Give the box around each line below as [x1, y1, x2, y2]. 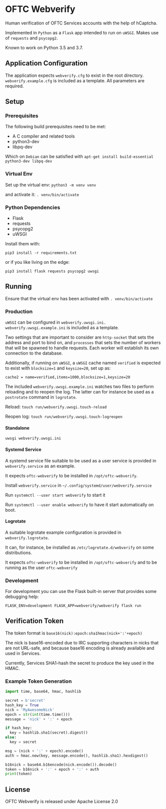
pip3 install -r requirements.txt [5, 250, 77, 255]
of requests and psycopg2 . [5, 35, 58, 41]
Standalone [5, 425, 30, 431]
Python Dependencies [5, 203, 61, 210]
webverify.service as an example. [5, 463, 76, 469]
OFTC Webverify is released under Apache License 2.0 [5, 799, 118, 805]
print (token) [5, 772, 32, 777]
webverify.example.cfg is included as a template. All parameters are [5, 77, 145, 83]
